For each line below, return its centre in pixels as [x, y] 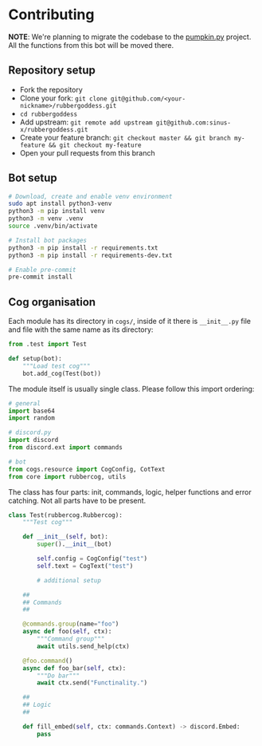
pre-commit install [41, 277]
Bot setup [33, 178]
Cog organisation [52, 302]
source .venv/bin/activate [53, 226]
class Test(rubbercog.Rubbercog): [66, 515]
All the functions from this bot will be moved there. [91, 45]
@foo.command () [48, 661]
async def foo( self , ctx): [67, 632]
